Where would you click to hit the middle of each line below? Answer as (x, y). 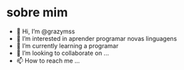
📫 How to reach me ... (48, 60)
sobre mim (37, 13)
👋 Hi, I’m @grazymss (45, 31)
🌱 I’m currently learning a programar (67, 46)
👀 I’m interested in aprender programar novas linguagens (96, 38)
